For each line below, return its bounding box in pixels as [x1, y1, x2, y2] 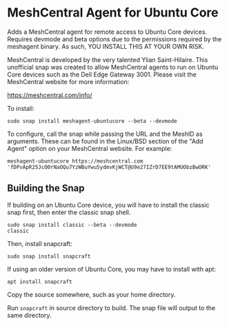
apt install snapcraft [7, 278, 72, 285]
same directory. [7, 311, 52, 319]
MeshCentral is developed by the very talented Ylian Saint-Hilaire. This [7, 55, 208, 63]
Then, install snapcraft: [7, 239, 72, 247]
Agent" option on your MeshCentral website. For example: [7, 144, 172, 152]
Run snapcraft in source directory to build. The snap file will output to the [7, 303, 216, 312]
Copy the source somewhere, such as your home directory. [7, 290, 176, 298]
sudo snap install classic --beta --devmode [7, 221, 137, 228]
